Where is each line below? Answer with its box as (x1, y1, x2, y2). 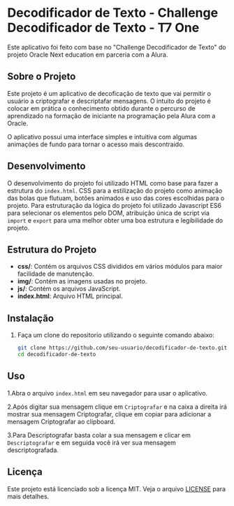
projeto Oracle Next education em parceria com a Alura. (7, 50, 168, 59)
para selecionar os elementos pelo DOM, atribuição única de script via (7, 209, 210, 217)
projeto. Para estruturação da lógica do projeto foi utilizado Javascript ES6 (7, 201, 222, 209)
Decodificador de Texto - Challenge (7, 5, 219, 21)
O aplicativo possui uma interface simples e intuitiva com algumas (7, 132, 198, 141)
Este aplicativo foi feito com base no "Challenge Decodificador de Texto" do (7, 43, 226, 51)
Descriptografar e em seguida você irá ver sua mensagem (7, 438, 176, 447)
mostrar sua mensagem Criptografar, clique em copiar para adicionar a (7, 409, 212, 418)
